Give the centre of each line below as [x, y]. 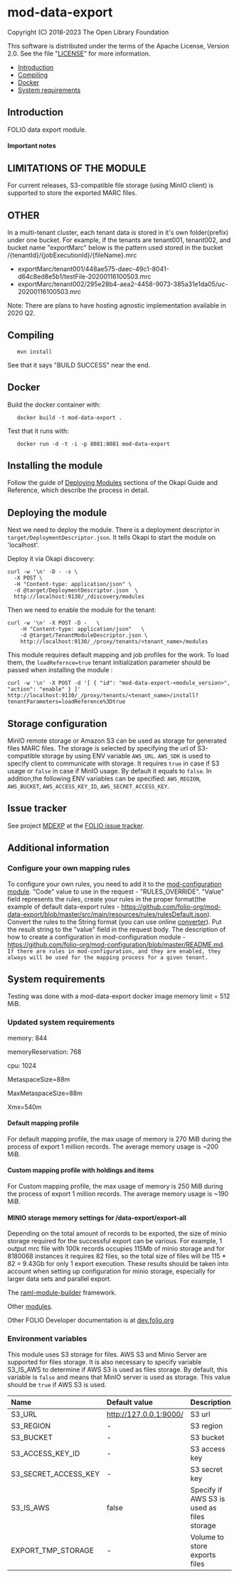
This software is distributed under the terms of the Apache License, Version [118, 46]
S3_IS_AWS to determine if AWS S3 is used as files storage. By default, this [117, 1369]
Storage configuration [57, 723]
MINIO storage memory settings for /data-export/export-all [97, 1218]
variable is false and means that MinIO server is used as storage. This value [119, 1377]
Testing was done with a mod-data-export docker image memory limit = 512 [119, 996]
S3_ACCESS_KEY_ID [46, 1453]
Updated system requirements [61, 1023]
